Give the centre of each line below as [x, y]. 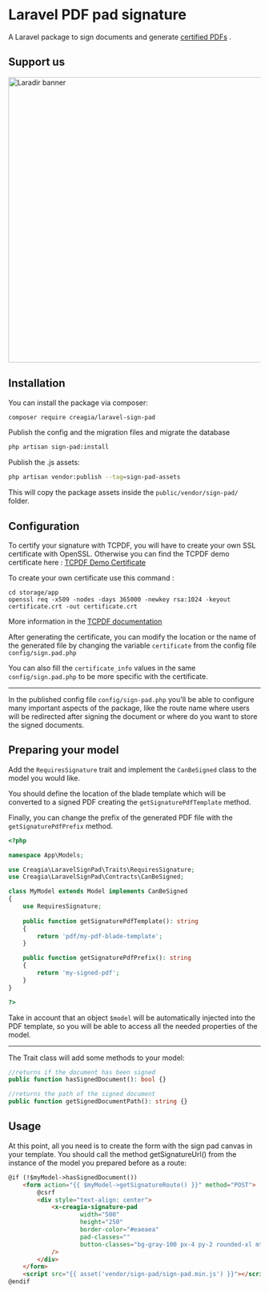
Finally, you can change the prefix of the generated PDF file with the [121, 817]
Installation [37, 383]
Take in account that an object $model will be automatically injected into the [132, 1018]
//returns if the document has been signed [82, 1072]
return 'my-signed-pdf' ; [78, 973]
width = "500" [100, 1215]
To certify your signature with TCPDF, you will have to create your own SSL [132, 545]
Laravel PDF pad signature [97, 15]
